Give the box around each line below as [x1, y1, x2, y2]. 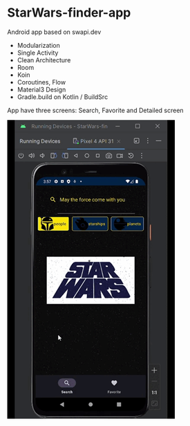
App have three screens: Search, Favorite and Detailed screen [7, 106, 184, 114]
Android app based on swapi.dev [7, 28, 102, 36]
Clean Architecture [17, 55, 71, 64]
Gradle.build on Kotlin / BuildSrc [17, 92, 108, 101]
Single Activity [17, 48, 59, 57]
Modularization [17, 41, 60, 49]
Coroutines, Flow [17, 78, 66, 86]
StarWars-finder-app [7, 5, 131, 21]
